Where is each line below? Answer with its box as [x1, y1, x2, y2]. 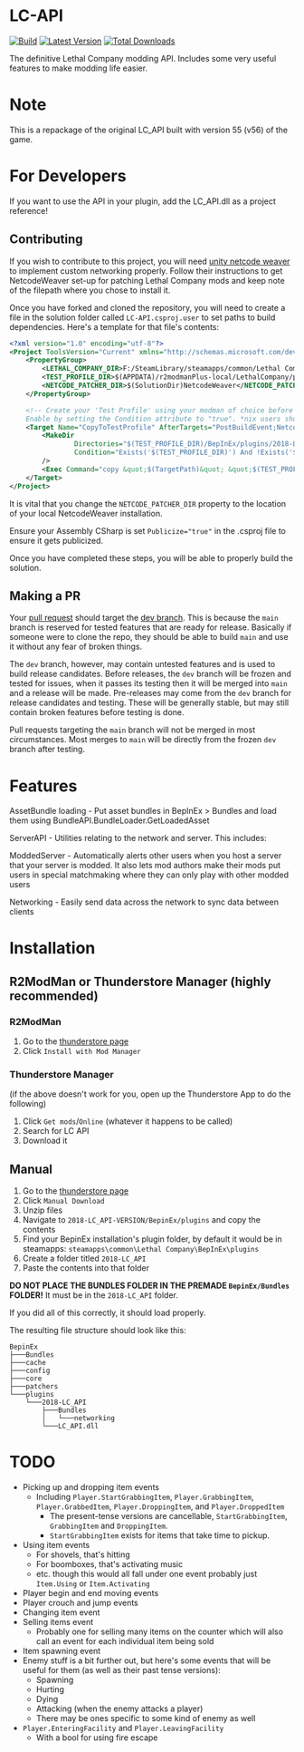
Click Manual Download [22, 1195, 105, 1206]
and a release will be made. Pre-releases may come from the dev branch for [9, 688, 292, 699]
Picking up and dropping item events [22, 1482, 160, 1493]
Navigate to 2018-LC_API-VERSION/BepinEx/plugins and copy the [22, 1215, 261, 1225]
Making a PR [9, 588, 81, 604]
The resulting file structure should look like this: [9, 1325, 187, 1336]
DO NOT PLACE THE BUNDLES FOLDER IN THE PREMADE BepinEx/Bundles [9, 1280, 290, 1292]
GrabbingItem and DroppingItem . [49, 1520, 168, 1532]
